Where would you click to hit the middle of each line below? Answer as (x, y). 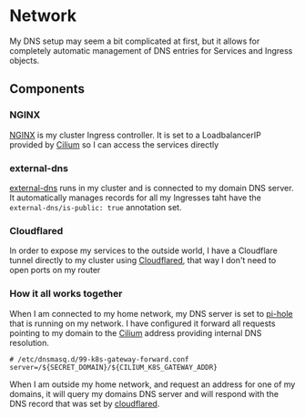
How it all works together (66, 294)
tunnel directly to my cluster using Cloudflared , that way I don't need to (143, 260)
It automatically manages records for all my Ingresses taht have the (135, 198)
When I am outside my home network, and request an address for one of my (152, 384)
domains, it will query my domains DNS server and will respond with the (144, 393)
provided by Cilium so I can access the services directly (114, 144)
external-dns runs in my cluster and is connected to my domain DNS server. (152, 188)
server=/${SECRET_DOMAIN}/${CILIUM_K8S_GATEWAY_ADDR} (114, 367)
